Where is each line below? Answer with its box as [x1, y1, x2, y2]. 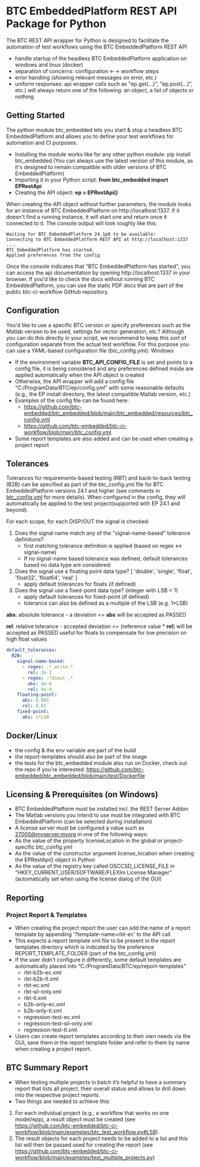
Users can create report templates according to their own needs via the [14, 1033, 191, 1040]
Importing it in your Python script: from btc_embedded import [14, 176, 168, 183]
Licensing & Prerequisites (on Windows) [6, 789, 158, 800]
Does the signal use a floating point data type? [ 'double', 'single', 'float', [14, 568, 192, 575]
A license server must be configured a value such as [14, 824, 144, 831]
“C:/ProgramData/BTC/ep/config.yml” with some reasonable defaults [14, 384, 184, 391]
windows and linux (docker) [14, 61, 84, 68]
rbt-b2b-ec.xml [23, 969, 62, 976]
